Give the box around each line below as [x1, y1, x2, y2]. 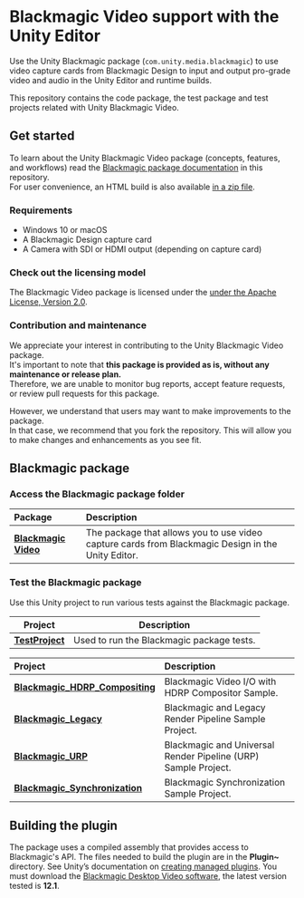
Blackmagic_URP [14, 749, 89, 762]
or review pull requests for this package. [9, 388, 160, 399]
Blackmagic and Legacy [164, 700, 266, 713]
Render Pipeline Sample [164, 712, 266, 725]
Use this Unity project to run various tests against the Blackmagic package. [9, 596, 290, 608]
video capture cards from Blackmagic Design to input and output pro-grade [9, 65, 291, 76]
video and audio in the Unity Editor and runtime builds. [9, 74, 213, 85]
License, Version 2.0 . [9, 296, 88, 307]
